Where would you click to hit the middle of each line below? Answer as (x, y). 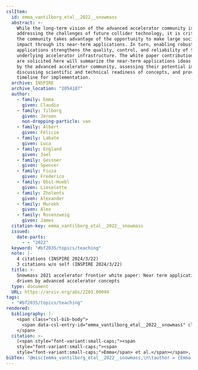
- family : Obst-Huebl (43, 182)
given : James (38, 220)
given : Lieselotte (44, 187)
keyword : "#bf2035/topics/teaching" (56, 248)
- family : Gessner (39, 160)
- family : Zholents (41, 193)
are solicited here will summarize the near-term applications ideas (104, 61)
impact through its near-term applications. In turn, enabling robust (105, 45)
